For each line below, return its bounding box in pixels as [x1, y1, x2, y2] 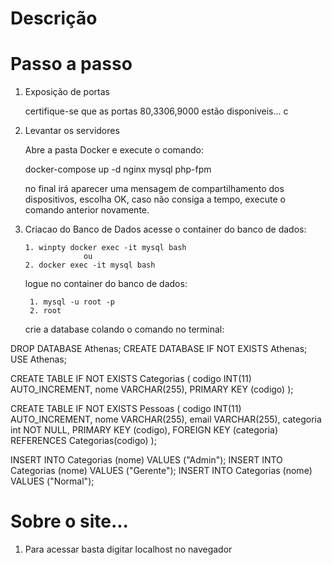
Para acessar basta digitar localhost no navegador [24, 543, 233, 556]
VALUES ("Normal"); [10, 475, 95, 487]
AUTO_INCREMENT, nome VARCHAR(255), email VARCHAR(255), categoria [10, 413, 322, 426]
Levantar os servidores [24, 125, 120, 137]
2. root [29, 306, 62, 316]
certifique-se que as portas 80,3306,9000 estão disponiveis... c [24, 105, 289, 117]
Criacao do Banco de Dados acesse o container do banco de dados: [24, 223, 307, 236]
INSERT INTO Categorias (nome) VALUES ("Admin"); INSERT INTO [10, 454, 283, 466]
